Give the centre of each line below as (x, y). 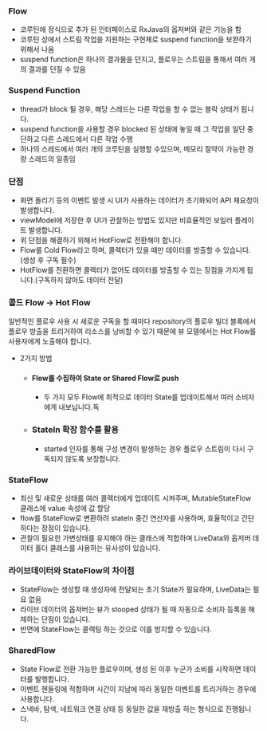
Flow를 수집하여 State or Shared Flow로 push (105, 378)
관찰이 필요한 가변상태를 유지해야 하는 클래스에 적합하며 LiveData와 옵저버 (135, 538)
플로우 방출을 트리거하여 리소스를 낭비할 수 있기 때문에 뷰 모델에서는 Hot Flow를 (132, 332)
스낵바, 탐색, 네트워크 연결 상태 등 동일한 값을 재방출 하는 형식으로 (122, 709)
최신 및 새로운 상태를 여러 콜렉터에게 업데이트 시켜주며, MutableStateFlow (135, 498)
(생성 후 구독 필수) (48, 260)
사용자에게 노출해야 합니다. (50, 341)
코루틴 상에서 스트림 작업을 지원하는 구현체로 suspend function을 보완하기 (136, 39)
